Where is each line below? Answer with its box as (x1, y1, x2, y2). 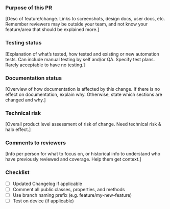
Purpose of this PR (5, 4, 53, 11)
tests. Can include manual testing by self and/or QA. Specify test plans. (5, 56, 155, 62)
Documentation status (5, 74, 62, 82)
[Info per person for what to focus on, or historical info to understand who (5, 151, 161, 157)
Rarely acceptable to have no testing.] (5, 62, 85, 68)
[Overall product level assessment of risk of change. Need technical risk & (5, 121, 161, 127)
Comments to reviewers (5, 139, 66, 146)
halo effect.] (5, 126, 31, 133)
